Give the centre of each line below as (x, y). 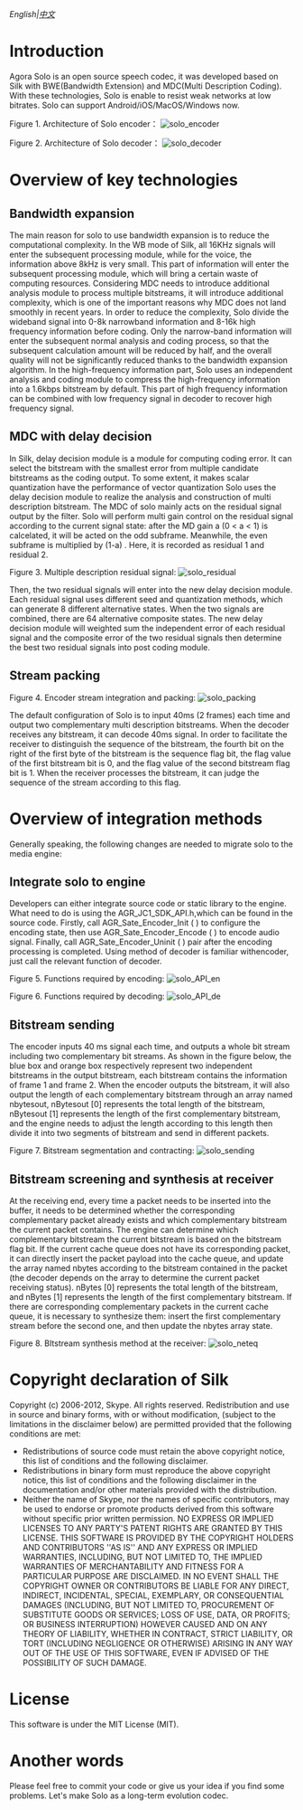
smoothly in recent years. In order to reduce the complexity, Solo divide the (149, 312)
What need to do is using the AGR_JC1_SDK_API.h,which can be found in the (151, 914)
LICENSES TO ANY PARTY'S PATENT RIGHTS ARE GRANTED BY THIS (152, 1528)
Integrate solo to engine (78, 881)
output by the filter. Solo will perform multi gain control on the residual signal (151, 516)
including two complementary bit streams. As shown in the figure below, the (151, 1057)
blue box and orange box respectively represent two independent (131, 1066)
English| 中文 (32, 14)
